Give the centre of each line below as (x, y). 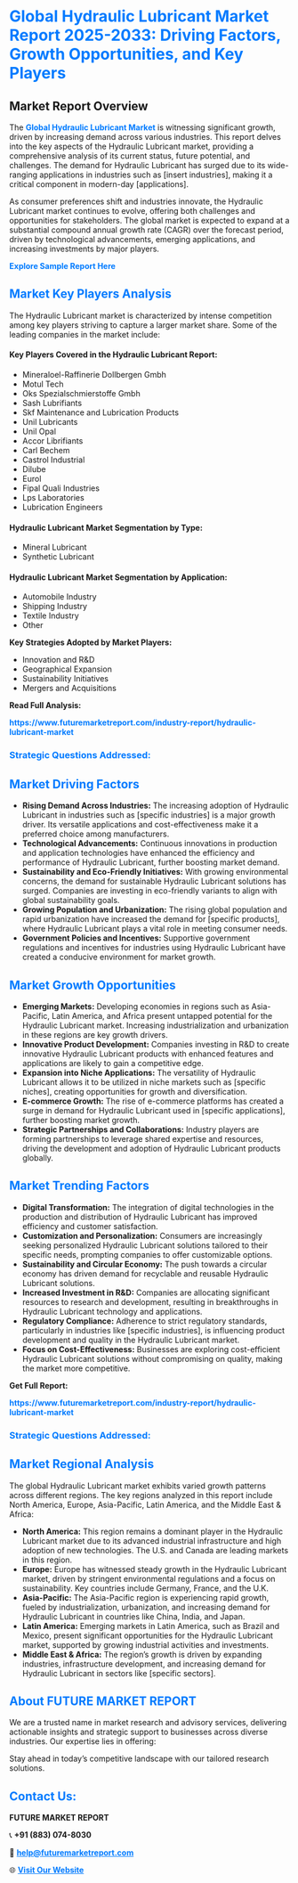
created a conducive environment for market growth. (119, 957)
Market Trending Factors (79, 1186)
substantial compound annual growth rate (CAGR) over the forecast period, (147, 230)
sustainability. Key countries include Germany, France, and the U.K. (145, 1588)
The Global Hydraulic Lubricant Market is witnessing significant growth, (142, 127)
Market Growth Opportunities (93, 985)
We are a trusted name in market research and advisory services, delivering (148, 1723)
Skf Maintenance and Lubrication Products (101, 412)
